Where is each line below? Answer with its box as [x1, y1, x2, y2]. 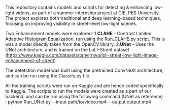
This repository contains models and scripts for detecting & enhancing [5, 5, 153, 10]
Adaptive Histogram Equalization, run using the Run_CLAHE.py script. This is [5, 36, 165, 42]
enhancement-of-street [5, 58, 54, 63]
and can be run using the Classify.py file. [5, 73, 91, 78]
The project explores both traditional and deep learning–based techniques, [5, 15, 161, 21]
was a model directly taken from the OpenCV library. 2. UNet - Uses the [5, 41, 154, 47]
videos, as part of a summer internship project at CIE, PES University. [15, 10, 160, 16]
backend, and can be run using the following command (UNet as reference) [5, 94, 163, 99]
